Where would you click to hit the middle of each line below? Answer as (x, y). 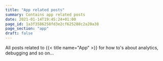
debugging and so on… (30, 53)
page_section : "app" (27, 29)
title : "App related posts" (35, 10)
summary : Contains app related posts (45, 15)
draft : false (19, 33)
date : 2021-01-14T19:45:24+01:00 (41, 19)
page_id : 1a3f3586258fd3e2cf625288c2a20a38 (52, 24)
